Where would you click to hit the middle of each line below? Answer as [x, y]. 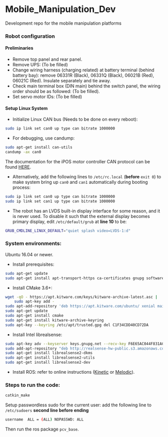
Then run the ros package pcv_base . [42, 429]
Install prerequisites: [33, 264]
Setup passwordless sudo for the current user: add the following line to [78, 405]
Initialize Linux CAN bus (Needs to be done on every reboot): [75, 120]
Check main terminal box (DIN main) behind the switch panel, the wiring [86, 86]
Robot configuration [30, 36]
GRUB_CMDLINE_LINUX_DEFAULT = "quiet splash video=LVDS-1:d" [68, 231]
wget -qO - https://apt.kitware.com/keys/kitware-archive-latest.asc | [81, 297]
